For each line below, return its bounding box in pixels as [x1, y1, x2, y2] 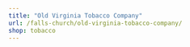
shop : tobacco [8, 26, 57, 34]
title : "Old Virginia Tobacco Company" [8, 11, 143, 20]
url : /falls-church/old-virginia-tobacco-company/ [8, 19, 183, 27]
